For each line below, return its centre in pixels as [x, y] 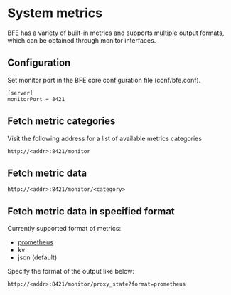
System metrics [55, 13]
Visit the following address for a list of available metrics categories [105, 138]
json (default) [37, 257]
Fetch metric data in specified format [91, 211]
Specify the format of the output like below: [71, 271]
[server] [20, 93]
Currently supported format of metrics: [64, 229]
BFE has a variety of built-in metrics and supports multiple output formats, [116, 33]
